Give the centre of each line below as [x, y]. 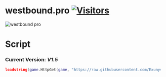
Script [18, 44]
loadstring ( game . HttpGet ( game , [37, 70]
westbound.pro [38, 11]
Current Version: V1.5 [32, 60]
